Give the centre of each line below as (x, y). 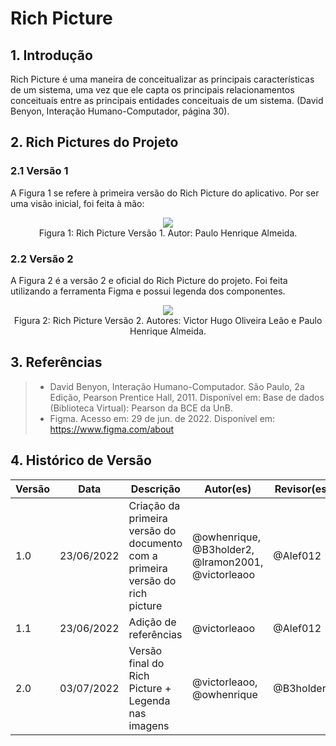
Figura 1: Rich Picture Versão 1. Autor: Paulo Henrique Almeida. (168, 233)
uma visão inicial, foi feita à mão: (77, 203)
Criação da (154, 505)
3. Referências (56, 362)
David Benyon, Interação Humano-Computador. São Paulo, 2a (177, 386)
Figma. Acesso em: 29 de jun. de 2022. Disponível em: (162, 418)
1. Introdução (51, 55)
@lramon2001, (228, 562)
